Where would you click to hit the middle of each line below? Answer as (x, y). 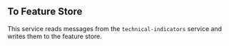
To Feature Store (45, 12)
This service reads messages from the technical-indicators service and (115, 28)
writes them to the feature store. (55, 36)
